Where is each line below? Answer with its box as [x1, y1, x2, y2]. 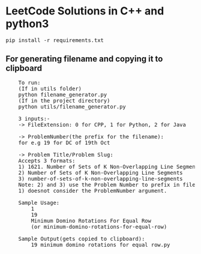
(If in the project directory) [18, 97, 110, 104]
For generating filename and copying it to [5, 54, 163, 64]
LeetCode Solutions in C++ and [5, 4, 164, 18]
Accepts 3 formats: [18, 157, 76, 164]
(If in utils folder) [18, 85, 82, 92]
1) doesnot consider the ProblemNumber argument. [18, 187, 167, 194]
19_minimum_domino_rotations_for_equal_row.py [31, 241, 170, 248]
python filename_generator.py [18, 91, 107, 98]
